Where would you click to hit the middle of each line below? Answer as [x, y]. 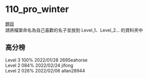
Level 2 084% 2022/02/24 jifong [39, 65]
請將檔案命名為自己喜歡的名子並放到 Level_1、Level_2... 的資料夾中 [74, 30]
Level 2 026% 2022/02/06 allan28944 [45, 70]
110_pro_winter [37, 9]
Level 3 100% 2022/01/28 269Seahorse [47, 60]
